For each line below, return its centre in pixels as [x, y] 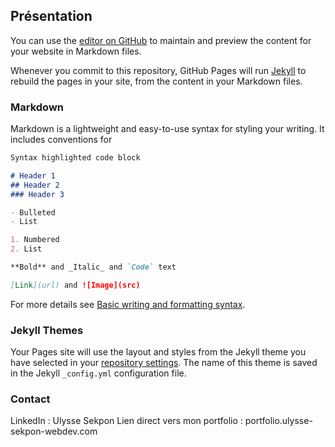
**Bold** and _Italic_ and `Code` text [93, 267]
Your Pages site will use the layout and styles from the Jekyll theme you [158, 352]
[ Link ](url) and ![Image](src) [75, 285]
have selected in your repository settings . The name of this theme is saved [164, 363]
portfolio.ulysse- [278, 421]
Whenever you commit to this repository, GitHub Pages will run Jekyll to [158, 70]
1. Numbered [35, 240]
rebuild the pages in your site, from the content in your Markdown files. [156, 81]
